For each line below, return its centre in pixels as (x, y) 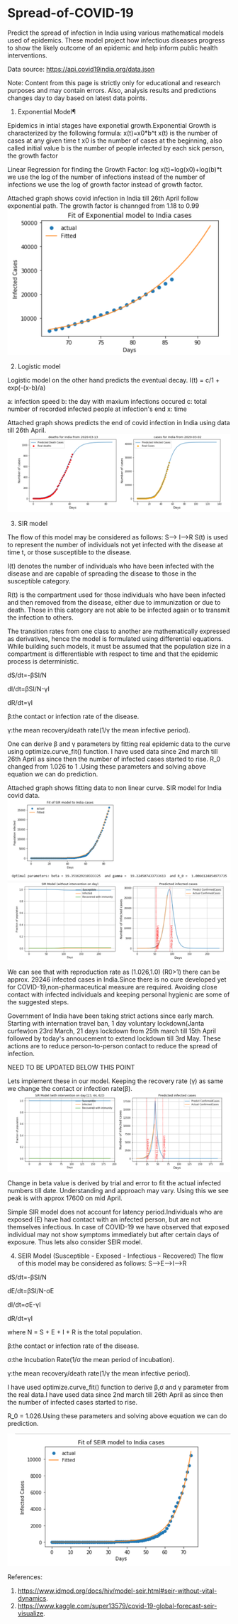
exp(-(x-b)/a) (27, 388)
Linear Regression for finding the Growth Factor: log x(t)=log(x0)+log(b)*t (115, 169)
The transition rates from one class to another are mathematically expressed (119, 631)
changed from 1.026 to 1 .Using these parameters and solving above (107, 766)
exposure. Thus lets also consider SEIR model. (75, 1242)
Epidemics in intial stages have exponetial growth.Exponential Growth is (112, 125)
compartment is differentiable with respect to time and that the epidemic (113, 654)
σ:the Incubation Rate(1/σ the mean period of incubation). (91, 1360)
